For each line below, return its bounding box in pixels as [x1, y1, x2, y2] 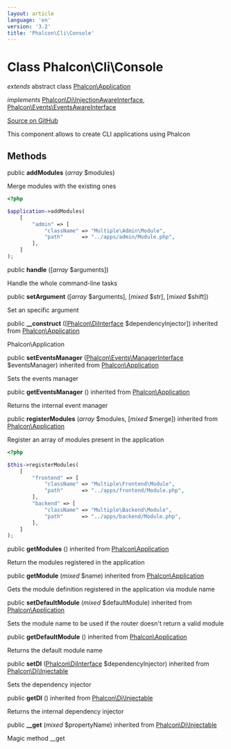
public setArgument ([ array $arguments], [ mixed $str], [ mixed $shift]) [7, 292, 209, 300]
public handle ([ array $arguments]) [7, 265, 109, 274]
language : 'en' [7, 17, 51, 24]
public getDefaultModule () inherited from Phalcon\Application [7, 632, 187, 642]
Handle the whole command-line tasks [7, 279, 118, 287]
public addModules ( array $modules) [7, 169, 115, 177]
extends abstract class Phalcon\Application [7, 83, 131, 91]
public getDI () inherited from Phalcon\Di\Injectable [7, 694, 153, 703]
